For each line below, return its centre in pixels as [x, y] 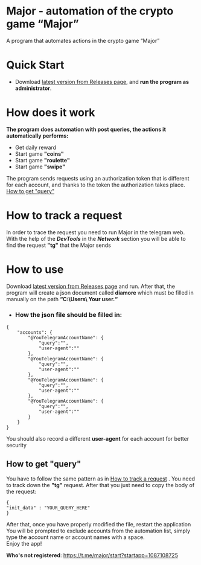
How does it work [51, 113]
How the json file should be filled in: [69, 314]
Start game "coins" [40, 154]
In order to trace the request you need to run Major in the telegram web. [96, 232]
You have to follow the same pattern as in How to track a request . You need [101, 479]
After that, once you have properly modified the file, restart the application [99, 524]
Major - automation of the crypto [90, 11]
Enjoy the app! [24, 543]
